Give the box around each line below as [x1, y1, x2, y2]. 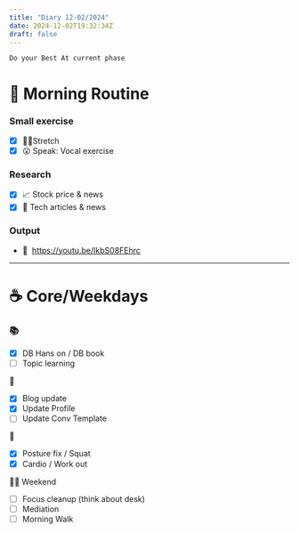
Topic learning [21, 358, 76, 369]
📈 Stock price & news [21, 189, 104, 200]
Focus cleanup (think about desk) [21, 493, 145, 504]
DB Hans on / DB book [21, 348, 105, 359]
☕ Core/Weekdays [9, 286, 149, 306]
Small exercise [9, 115, 74, 127]
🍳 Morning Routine [9, 84, 149, 103]
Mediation [21, 504, 60, 514]
